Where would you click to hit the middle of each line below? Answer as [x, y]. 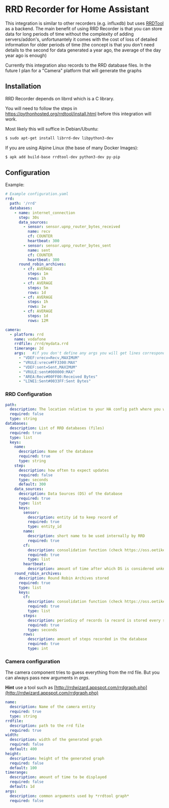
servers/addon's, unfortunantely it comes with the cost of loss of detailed [81, 39]
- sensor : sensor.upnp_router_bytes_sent [67, 246]
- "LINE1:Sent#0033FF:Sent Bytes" [55, 381]
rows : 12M [38, 321]
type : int [38, 649]
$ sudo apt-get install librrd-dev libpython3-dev [59, 138]
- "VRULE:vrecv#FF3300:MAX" [48, 362]
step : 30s [29, 217]
